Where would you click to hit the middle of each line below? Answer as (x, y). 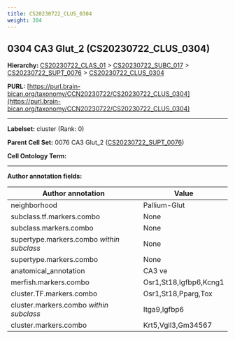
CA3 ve (155, 271)
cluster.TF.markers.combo (54, 293)
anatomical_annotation (48, 271)
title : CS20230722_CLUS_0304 (50, 14)
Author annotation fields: (45, 177)
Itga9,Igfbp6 (163, 310)
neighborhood (34, 205)
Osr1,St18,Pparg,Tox (178, 293)
